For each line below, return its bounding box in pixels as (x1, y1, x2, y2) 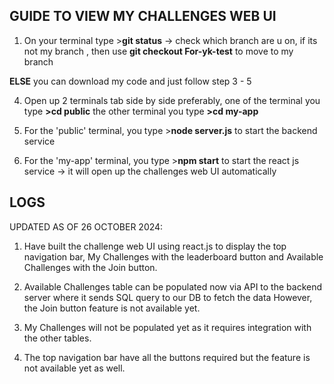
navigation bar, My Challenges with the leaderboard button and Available (23, 250, 324, 263)
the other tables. (23, 332, 92, 344)
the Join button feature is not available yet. (23, 302, 201, 314)
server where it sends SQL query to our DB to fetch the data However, (23, 291, 313, 303)
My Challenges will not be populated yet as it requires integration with (23, 321, 312, 333)
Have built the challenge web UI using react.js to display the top (23, 240, 287, 252)
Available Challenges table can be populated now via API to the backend (23, 280, 323, 293)
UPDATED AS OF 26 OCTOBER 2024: (9, 220, 164, 233)
